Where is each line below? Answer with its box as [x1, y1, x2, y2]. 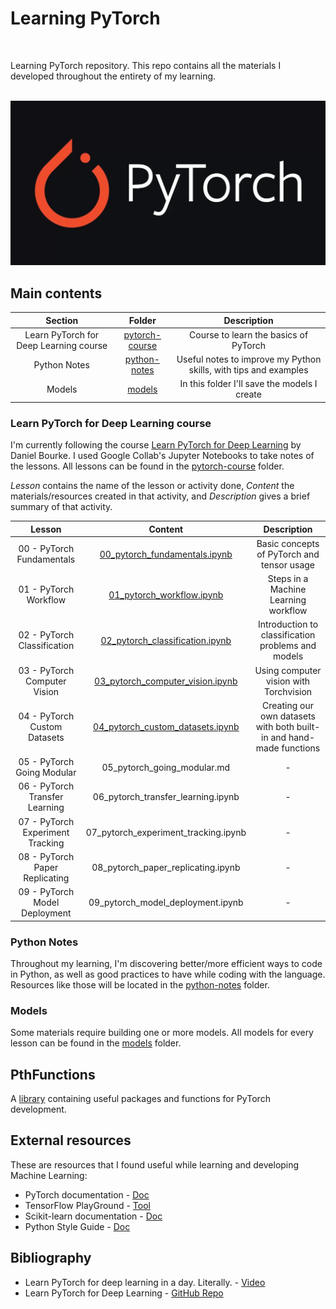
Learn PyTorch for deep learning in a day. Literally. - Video [24, 1276, 266, 1288]
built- [296, 720, 321, 732]
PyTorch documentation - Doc [24, 1188, 150, 1201]
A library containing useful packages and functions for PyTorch [10, 1093, 271, 1105]
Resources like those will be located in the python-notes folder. [10, 978, 270, 991]
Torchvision [263, 685, 313, 697]
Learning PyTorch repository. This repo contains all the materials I [10, 59, 282, 71]
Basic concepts [256, 537, 320, 549]
